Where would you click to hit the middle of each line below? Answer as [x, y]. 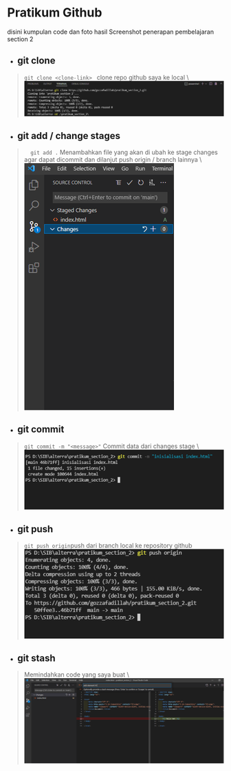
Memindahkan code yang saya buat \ [76, 675]
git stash [36, 658]
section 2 [20, 39]
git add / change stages [68, 136]
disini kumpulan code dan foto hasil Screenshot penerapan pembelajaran [111, 32]
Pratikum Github [55, 13]
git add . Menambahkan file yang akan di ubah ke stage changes [124, 152]
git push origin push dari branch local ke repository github [108, 546]
